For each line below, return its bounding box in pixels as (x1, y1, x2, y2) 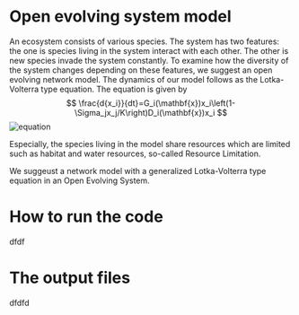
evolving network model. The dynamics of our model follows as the (9, 74, 259, 84)
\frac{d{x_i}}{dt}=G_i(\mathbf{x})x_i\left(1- (78, 97, 236, 109)
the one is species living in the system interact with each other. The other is (9, 45, 289, 56)
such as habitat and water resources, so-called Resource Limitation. (9, 148, 261, 159)
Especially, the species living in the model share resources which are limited (9, 138, 291, 149)
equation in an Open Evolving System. (9, 175, 150, 186)
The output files (9, 267, 131, 288)
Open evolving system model (9, 6, 232, 27)
